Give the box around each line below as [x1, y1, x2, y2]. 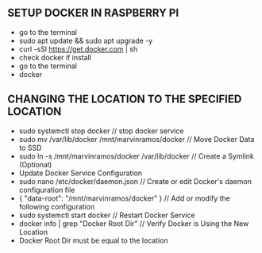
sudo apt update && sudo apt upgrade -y [18, 36, 153, 45]
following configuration [18, 201, 95, 211]
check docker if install [18, 52, 92, 62]
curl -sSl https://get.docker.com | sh [18, 44, 138, 54]
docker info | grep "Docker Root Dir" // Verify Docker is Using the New [18, 218, 249, 228]
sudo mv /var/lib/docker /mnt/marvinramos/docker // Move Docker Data [18, 134, 255, 144]
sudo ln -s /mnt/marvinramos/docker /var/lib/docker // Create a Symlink [18, 151, 255, 161]
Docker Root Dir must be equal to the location [18, 236, 168, 245]
